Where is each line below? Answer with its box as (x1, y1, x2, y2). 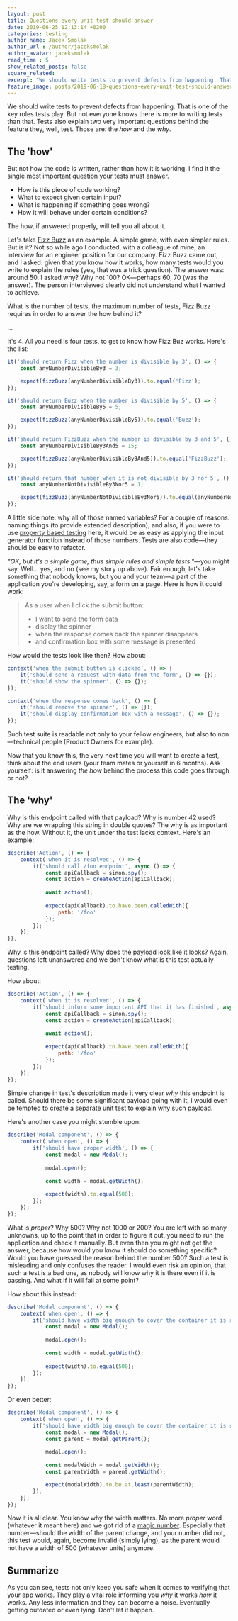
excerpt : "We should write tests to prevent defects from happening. (7, 76, 217, 84)
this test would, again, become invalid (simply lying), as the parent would (7, 1536, 220, 1545)
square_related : (7, 69, 55, 77)
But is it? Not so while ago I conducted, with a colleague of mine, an (7, 243, 205, 252)
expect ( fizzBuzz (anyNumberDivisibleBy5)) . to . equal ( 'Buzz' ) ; (20, 416, 201, 424)
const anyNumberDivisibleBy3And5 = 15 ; (20, 442, 138, 449)
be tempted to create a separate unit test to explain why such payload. (7, 1104, 213, 1113)
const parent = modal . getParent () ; (45, 1435, 151, 1442)
